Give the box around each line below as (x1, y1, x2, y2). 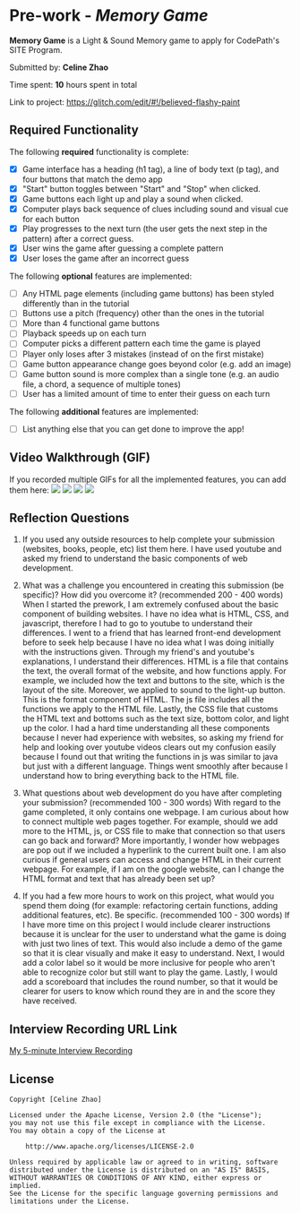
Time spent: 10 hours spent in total (9, 79, 137, 90)
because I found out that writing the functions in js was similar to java (21, 752, 279, 762)
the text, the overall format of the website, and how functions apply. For (21, 666, 287, 676)
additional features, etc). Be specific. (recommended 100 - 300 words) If (21, 910, 290, 921)
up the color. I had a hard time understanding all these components (21, 723, 270, 734)
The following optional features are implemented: (9, 271, 193, 282)
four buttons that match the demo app (21, 174, 163, 185)
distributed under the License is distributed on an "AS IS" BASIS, (9, 1166, 270, 1174)
